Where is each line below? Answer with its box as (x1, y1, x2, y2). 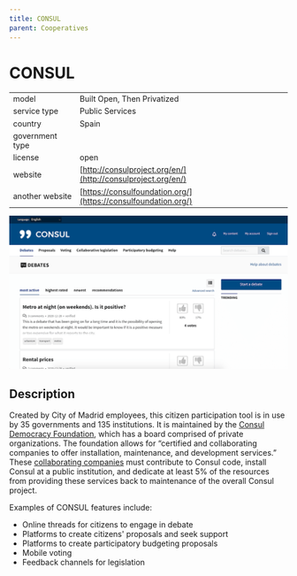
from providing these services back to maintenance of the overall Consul (9, 476, 274, 487)
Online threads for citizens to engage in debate (21, 519, 194, 530)
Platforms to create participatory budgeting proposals (21, 538, 218, 549)
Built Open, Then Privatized (79, 94, 179, 104)
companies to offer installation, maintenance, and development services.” (9, 448, 277, 458)
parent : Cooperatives (9, 23, 89, 33)
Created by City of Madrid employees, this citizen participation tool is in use (9, 410, 286, 420)
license (12, 152, 40, 163)
